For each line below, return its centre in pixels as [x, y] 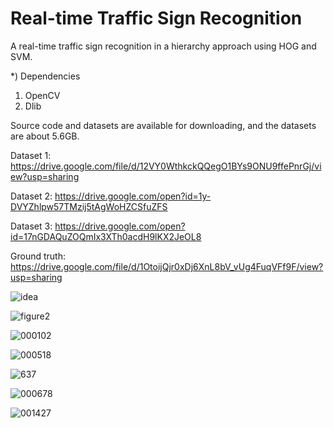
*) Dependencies [45, 76]
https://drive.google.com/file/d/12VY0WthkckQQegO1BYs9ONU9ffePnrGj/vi [166, 166]
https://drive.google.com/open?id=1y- [133, 196]
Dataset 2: [31, 196]
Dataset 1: [31, 155]
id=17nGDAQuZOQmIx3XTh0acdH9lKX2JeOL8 [106, 236]
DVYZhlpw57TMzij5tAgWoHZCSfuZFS [89, 206]
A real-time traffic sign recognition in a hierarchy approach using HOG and [163, 46]
